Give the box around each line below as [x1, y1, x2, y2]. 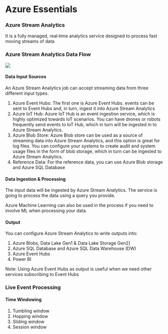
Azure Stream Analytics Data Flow [5, 51, 91, 58]
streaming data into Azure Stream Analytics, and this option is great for [12, 137, 160, 143]
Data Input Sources [5, 74, 46, 80]
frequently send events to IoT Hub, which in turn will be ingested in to [12, 121, 157, 127]
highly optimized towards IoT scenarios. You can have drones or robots [12, 116, 160, 122]
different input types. [5, 90, 49, 96]
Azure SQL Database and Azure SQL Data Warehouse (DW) [12, 246, 136, 252]
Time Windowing [5, 296, 42, 302]
